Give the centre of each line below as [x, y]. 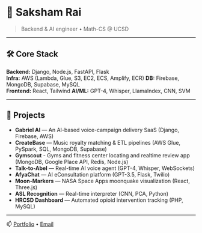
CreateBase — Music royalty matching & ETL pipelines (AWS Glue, [98, 142]
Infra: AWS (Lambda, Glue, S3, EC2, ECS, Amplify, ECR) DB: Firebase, [93, 78]
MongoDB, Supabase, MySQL [43, 84]
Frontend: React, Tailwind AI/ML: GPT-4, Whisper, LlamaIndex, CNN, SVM [98, 91]
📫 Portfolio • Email [30, 224]
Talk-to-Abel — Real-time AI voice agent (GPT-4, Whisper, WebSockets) [105, 168]
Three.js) [26, 187]
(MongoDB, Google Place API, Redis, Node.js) [72, 162]
